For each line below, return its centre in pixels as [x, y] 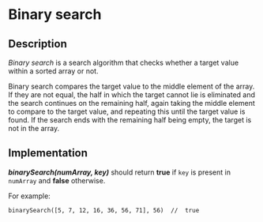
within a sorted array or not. [53, 71]
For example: [30, 196]
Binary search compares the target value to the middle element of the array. [131, 86]
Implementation [48, 153]
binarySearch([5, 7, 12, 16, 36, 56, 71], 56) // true [104, 210]
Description [38, 44]
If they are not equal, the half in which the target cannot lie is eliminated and [131, 95]
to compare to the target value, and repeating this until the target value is [127, 111]
